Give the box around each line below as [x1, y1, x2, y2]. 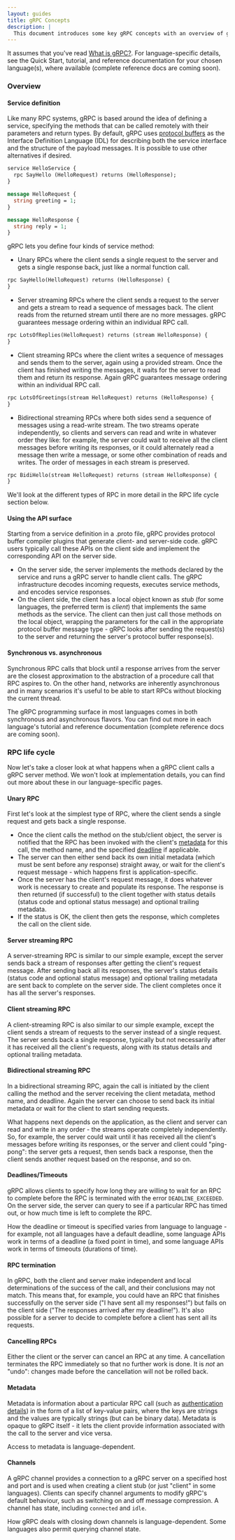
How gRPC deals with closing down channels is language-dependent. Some [7, 1517, 227, 1525]
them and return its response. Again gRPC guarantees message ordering [17, 373, 227, 382]
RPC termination [7, 1261, 56, 1269]
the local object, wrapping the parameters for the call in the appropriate [17, 618, 224, 626]
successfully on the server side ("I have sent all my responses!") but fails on [7, 1298, 227, 1307]
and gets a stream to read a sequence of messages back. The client [17, 303, 214, 312]
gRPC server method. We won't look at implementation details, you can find [7, 770, 225, 779]
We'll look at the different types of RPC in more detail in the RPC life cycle [7, 491, 219, 499]
